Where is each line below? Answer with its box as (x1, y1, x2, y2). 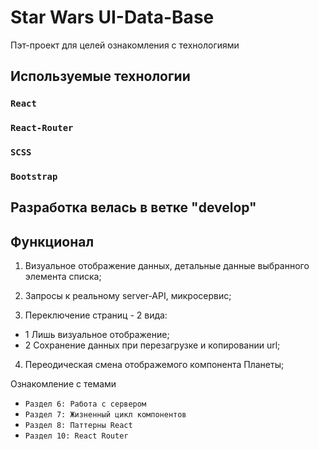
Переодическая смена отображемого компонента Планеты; (24, 359, 285, 371)
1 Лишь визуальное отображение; (24, 329, 170, 341)
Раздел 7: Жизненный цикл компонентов (24, 410, 187, 420)
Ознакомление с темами (10, 378, 117, 390)
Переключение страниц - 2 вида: (24, 309, 168, 321)
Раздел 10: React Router (24, 431, 129, 441)
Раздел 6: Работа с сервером (24, 399, 147, 410)
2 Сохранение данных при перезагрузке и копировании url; (24, 339, 281, 351)
